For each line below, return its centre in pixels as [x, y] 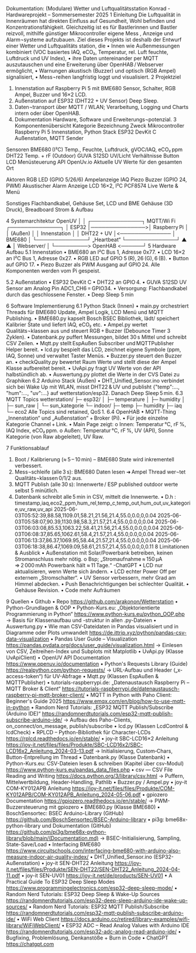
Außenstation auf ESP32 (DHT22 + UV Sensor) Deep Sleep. [87, 101]
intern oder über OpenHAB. [47, 113]
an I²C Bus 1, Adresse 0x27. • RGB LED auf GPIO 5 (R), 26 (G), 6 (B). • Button [97, 258]
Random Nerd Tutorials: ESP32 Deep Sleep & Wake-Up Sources [83, 894]
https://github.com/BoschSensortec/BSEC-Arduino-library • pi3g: [85, 819]
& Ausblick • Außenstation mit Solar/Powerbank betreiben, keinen [94, 553]
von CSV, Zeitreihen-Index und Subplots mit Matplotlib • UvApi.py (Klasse [95, 651]
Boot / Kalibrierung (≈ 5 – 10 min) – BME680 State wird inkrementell [94, 459]
